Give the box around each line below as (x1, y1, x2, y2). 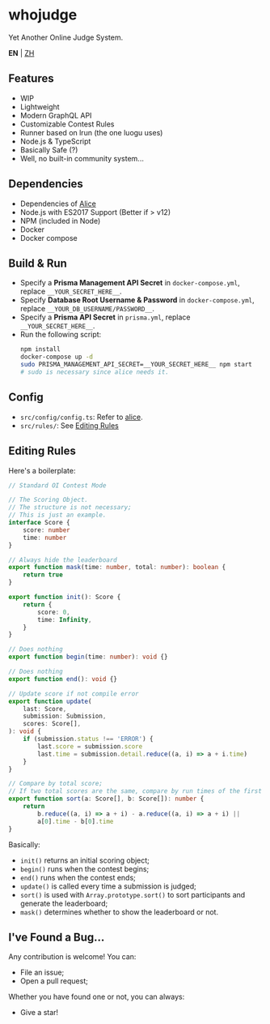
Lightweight (19, 101, 60, 111)
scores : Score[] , (23, 720, 82, 728)
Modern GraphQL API (19, 110, 92, 120)
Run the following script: (19, 330, 102, 340)
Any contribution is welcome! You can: (8, 952, 137, 962)
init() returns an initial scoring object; (19, 855, 150, 865)
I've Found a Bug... (8, 930, 105, 944)
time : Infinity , (37, 615, 92, 623)
